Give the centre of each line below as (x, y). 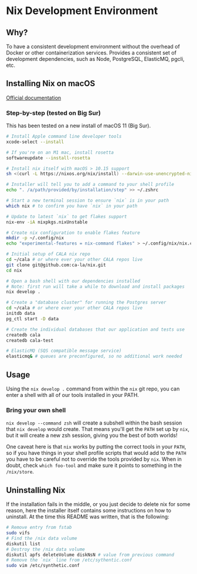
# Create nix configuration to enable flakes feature (73, 233)
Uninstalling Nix (36, 490)
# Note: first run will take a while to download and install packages (95, 286)
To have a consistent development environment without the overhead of (93, 46)
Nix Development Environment (82, 11)
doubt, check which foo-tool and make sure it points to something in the (94, 466)
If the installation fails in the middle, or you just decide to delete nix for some (98, 504)
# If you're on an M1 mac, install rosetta (60, 152)
